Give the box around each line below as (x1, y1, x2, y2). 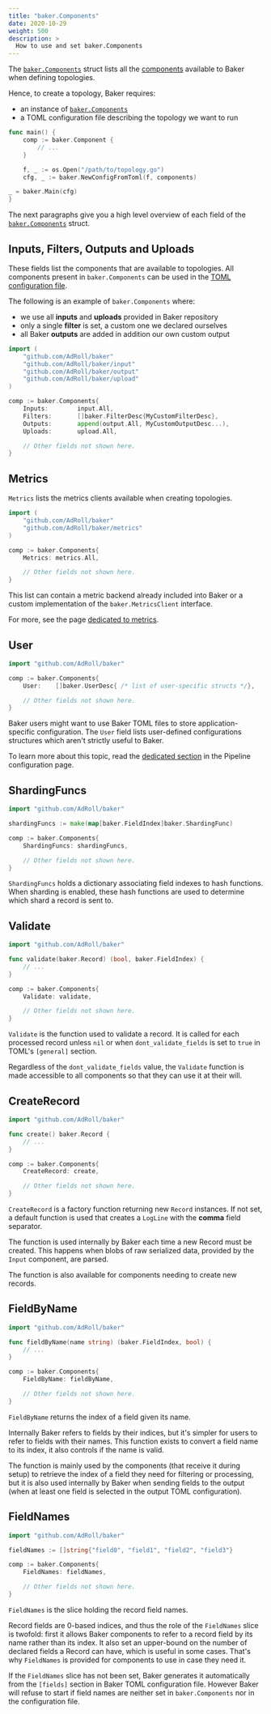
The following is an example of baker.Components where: (8, 296, 196, 306)
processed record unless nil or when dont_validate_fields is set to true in (8, 1038, 260, 1048)
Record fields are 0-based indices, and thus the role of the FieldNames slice (8, 1620, 259, 1630)
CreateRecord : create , (23, 1167, 100, 1176)
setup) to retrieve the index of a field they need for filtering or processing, (8, 1469, 254, 1478)
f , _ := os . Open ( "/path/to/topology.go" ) (23, 165, 164, 174)
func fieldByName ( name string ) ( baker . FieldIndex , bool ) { (8, 1338, 212, 1346)
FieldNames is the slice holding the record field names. (8, 1605, 188, 1614)
